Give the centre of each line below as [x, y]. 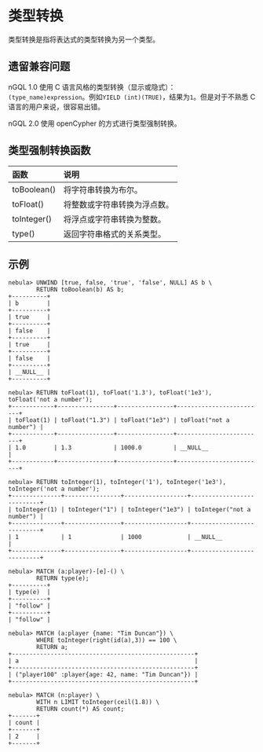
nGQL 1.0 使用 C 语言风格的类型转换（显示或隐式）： [92, 86]
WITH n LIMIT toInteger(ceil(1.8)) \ [98, 702]
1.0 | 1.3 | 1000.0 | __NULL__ [112, 448]
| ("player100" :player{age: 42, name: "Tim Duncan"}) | [103, 675]
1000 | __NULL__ [175, 537]
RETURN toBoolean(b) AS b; [80, 290]
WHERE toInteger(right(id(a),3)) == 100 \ [107, 640]
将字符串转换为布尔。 [103, 189]
